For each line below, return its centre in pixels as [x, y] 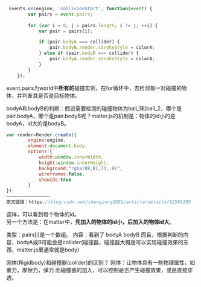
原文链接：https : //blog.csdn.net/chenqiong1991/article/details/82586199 [99, 202]
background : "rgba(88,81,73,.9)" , [80, 168]
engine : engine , [47, 140]
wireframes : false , [62, 174]
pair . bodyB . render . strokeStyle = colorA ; [102, 48]
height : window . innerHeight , [74, 163]
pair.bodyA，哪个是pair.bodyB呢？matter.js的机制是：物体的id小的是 [91, 116]
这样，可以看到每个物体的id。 [43, 214]
